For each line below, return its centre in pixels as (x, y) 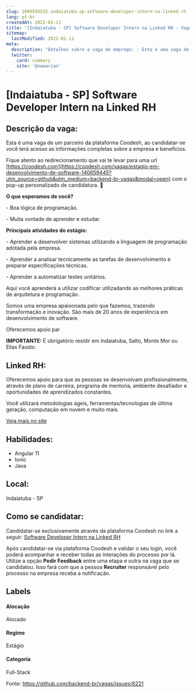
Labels (18, 592)
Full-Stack (18, 672)
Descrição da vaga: (42, 128)
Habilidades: (30, 439)
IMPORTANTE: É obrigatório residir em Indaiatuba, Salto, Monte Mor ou (92, 341)
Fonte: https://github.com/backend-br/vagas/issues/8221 (75, 683)
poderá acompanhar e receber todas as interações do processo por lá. (91, 554)
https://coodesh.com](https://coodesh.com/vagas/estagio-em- (84, 167)
